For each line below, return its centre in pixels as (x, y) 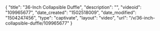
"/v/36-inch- (142, 18)
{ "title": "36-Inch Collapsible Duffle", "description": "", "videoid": (73, 7)
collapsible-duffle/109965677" (37, 23)
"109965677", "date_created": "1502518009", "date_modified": (71, 12)
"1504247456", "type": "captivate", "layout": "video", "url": (66, 18)
